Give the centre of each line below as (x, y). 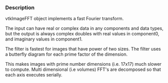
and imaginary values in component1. (44, 39)
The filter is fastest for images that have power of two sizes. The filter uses (83, 49)
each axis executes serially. (34, 75)
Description (20, 8)
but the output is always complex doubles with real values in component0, (82, 34)
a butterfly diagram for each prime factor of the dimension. (66, 54)
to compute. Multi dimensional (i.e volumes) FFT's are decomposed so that (83, 69)
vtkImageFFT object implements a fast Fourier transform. (65, 19)
